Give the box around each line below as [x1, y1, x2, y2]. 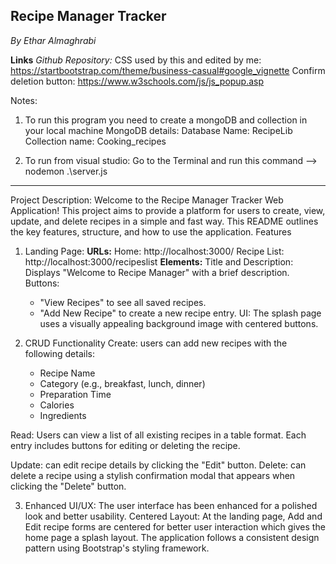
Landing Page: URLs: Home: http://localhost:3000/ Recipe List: [24, 245, 285, 257]
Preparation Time [39, 388, 112, 400]
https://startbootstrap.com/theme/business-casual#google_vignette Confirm [10, 64, 326, 76]
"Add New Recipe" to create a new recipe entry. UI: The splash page [39, 307, 322, 319]
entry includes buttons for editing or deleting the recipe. [10, 439, 241, 451]
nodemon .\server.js [24, 165, 108, 177]
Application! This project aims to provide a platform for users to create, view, [10, 204, 326, 216]
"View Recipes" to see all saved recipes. [39, 296, 207, 308]
